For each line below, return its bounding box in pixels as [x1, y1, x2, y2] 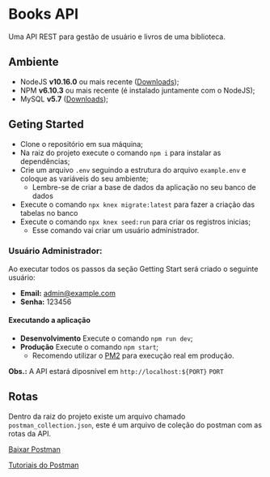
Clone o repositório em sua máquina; [19, 139, 143, 148]
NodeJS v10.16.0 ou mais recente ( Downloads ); [19, 76, 179, 86]
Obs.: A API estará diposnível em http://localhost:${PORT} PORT [8, 367, 224, 376]
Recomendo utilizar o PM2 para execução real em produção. [32, 350, 234, 361]
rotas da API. [8, 428, 52, 438]
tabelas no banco [19, 208, 78, 217]
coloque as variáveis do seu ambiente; [19, 174, 149, 183]
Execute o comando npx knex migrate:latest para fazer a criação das [19, 200, 255, 209]
